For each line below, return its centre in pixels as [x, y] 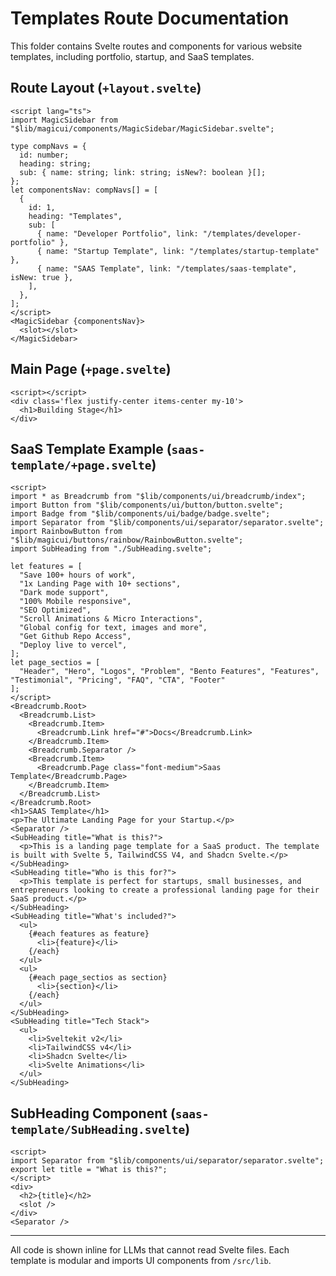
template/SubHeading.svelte [98, 1129]
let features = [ [46, 567]
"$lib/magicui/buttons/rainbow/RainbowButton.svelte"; [127, 540]
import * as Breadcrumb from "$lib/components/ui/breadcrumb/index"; [158, 497]
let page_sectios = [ [55, 663]
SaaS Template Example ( [91, 448]
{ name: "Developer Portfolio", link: [117, 233]
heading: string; [55, 163]
